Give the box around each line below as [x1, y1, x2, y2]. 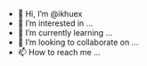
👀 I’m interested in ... [17, 18, 94, 29]
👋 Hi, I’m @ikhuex [17, 9, 83, 19]
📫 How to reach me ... [17, 47, 101, 57]
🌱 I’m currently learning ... [17, 28, 113, 37]
